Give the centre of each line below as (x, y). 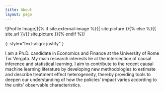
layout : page (19, 14)
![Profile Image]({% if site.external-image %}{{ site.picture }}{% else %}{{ (81, 28)
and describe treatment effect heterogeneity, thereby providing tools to (78, 74)
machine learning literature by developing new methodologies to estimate (80, 69)
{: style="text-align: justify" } (35, 43)
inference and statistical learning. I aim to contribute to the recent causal (80, 64)
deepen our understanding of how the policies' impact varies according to (81, 80)
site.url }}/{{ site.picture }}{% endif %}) (45, 34)
